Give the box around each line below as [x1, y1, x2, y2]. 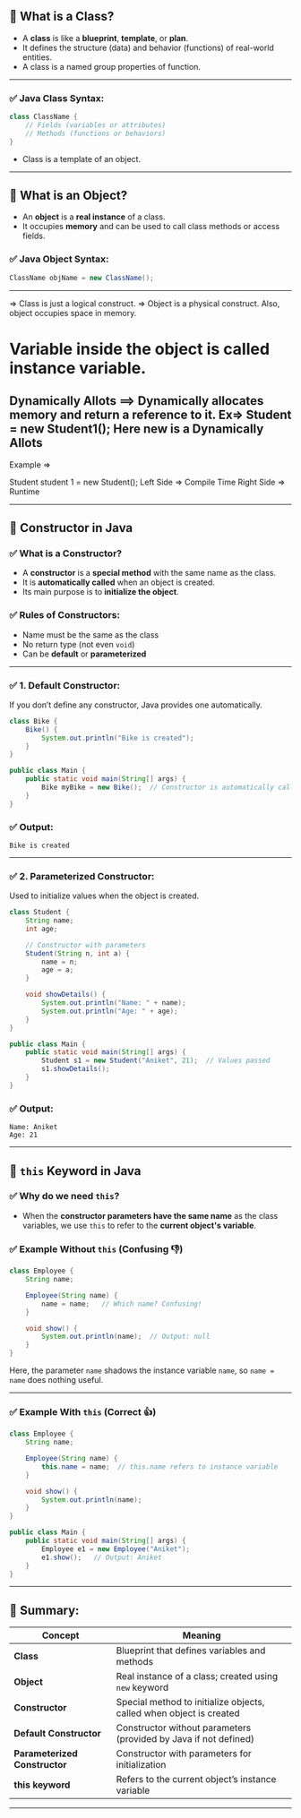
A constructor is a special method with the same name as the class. [21, 568, 276, 579]
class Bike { [9, 716, 58, 725]
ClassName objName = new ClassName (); [9, 273, 154, 282]
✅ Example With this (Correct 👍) [9, 1405, 157, 1418]
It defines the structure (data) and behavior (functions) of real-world [21, 42, 275, 53]
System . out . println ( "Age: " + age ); [41, 1007, 178, 1016]
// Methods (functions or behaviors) [25, 129, 167, 138]
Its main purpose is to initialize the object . [21, 587, 179, 597]
